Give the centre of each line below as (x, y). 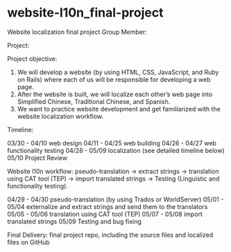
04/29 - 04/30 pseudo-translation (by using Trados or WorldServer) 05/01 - (115, 199)
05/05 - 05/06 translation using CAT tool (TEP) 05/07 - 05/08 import (105, 214)
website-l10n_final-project (85, 13)
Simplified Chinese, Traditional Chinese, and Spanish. (94, 101)
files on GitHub (28, 242)
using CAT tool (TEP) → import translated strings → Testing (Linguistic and (113, 179)
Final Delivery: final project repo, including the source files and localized (110, 235)
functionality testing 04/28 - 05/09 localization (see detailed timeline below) (116, 150)
